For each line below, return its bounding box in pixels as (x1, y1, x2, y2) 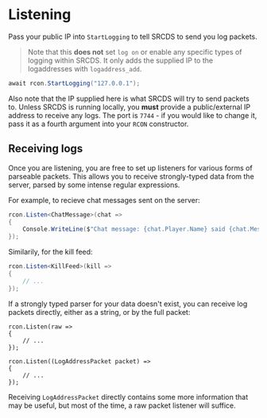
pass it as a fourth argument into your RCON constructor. (8, 119, 189, 128)
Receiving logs (8, 142, 83, 155)
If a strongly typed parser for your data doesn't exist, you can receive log (8, 299, 248, 309)
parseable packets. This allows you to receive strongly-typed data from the (8, 171, 254, 181)
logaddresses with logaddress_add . (27, 63, 142, 73)
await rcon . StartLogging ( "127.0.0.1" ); (8, 79, 141, 87)
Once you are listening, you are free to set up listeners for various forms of (8, 163, 253, 172)
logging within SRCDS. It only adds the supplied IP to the (27, 56, 213, 65)
